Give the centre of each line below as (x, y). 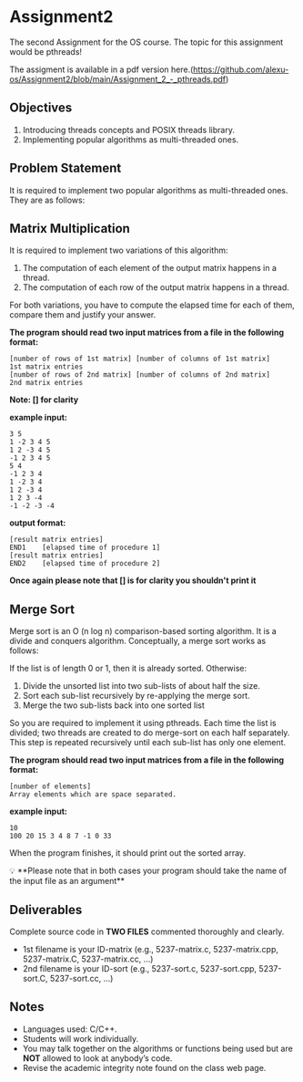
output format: (38, 523)
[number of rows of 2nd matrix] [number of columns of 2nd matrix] (140, 375)
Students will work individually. (81, 1038)
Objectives (41, 108)
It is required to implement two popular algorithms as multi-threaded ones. (149, 190)
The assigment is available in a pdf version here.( (101, 69)
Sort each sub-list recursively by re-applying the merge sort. (136, 696)
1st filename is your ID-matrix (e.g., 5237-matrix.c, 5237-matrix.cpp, (151, 949)
